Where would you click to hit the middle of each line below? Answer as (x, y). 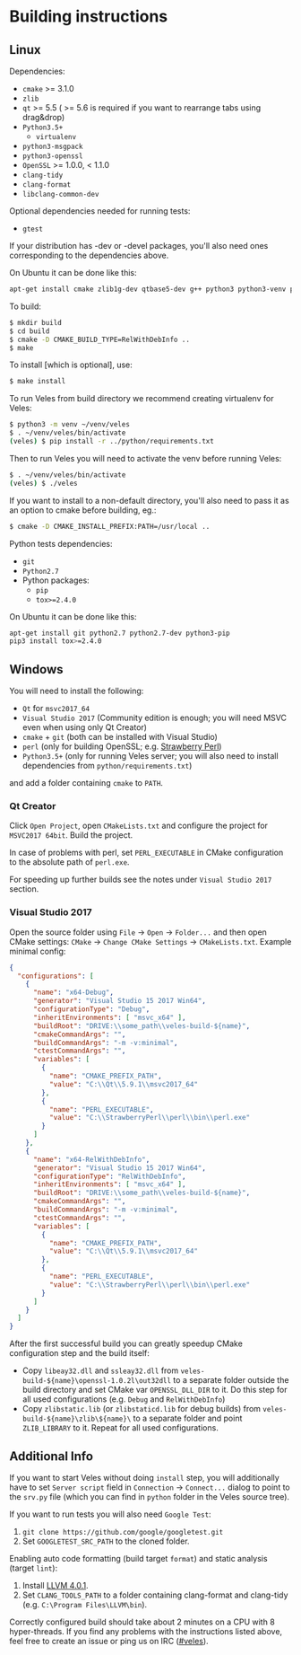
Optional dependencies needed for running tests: (100, 211)
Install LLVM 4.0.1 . (55, 1585)
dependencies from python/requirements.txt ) (107, 766)
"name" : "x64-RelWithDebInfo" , (91, 1159)
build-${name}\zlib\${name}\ (77, 1419)
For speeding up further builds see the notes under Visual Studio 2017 (141, 880)
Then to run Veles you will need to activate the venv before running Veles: (146, 458)
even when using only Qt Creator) (85, 727)
